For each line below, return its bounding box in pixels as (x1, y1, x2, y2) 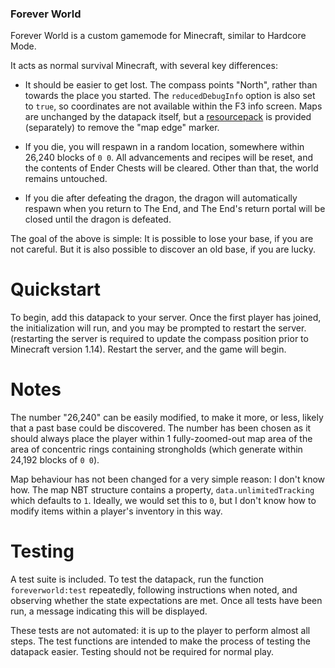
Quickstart (10, 278, 102, 301)
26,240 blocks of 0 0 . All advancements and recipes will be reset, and (24, 152, 314, 164)
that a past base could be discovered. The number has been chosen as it (10, 422, 312, 434)
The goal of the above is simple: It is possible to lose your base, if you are (10, 233, 314, 245)
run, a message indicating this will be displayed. (10, 605, 208, 617)
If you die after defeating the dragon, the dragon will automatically (24, 192, 298, 204)
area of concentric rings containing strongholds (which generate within (10, 443, 303, 456)
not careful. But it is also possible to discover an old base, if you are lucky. (10, 243, 316, 256)
